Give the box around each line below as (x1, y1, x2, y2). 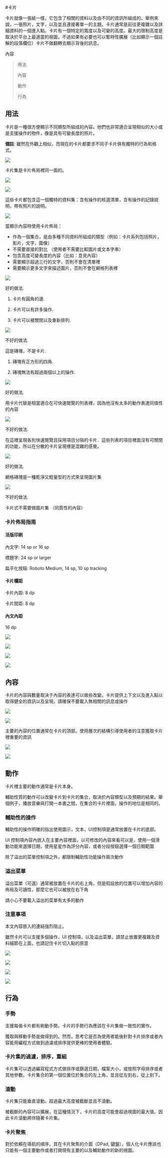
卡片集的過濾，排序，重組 (5, 1053, 67, 1060)
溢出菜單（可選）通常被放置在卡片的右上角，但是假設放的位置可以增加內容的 (5, 880, 163, 886)
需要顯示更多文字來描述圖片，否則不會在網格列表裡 (12, 265, 118, 271)
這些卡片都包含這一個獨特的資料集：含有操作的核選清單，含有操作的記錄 (5, 196, 154, 202)
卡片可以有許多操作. (12, 306, 53, 312)
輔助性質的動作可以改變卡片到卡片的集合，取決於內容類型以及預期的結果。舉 (5, 794, 163, 800)
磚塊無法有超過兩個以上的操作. (12, 369, 75, 375)
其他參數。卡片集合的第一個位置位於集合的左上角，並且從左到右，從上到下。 (5, 1072, 163, 1078)
